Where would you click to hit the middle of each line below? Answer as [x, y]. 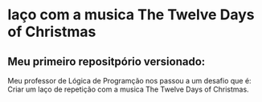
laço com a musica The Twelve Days [131, 15]
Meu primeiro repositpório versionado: [106, 61]
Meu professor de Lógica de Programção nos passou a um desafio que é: [129, 81]
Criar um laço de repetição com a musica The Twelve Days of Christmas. [129, 89]
